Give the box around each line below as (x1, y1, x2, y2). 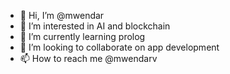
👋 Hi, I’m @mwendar (19, 10, 105, 21)
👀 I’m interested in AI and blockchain (19, 20, 171, 32)
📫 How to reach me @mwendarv (19, 53, 158, 64)
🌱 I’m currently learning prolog (19, 31, 146, 42)
